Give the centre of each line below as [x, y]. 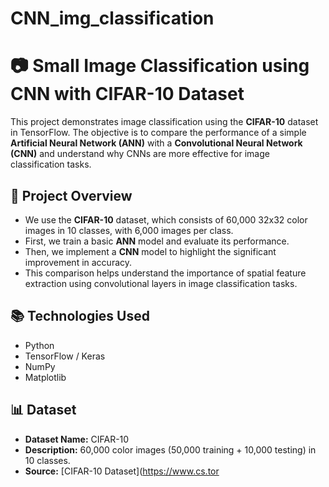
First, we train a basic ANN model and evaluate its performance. [157, 241]
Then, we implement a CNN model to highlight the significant [150, 251]
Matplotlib [45, 377]
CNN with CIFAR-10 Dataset [127, 94]
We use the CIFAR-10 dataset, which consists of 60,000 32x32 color [166, 219]
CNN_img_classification [112, 18]
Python [39, 345]
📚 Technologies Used [80, 316]
